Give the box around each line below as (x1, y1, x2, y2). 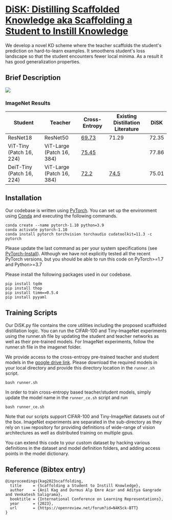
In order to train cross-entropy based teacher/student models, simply (5, 389, 152, 395)
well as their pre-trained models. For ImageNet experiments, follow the (5, 338, 155, 344)
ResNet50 (44, 134, 69, 141)
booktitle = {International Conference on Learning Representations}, (10, 496, 164, 502)
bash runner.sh (5, 380, 38, 385)
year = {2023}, (10, 501, 54, 506)
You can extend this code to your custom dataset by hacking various (5, 439, 150, 446)
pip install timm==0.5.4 (5, 290, 58, 295)
